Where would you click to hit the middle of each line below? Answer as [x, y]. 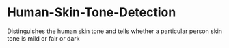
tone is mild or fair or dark [43, 38]
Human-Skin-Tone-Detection [92, 13]
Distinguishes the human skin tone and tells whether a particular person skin [115, 31]
